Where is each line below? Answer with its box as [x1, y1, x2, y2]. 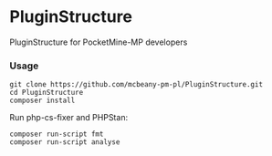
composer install [9, 96, 76, 106]
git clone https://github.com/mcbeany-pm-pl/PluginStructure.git [9, 80, 263, 89]
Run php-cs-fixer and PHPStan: [9, 112, 129, 123]
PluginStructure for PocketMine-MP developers [9, 36, 188, 47]
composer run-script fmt [9, 130, 104, 139]
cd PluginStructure [9, 88, 84, 98]
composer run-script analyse [9, 138, 120, 147]
